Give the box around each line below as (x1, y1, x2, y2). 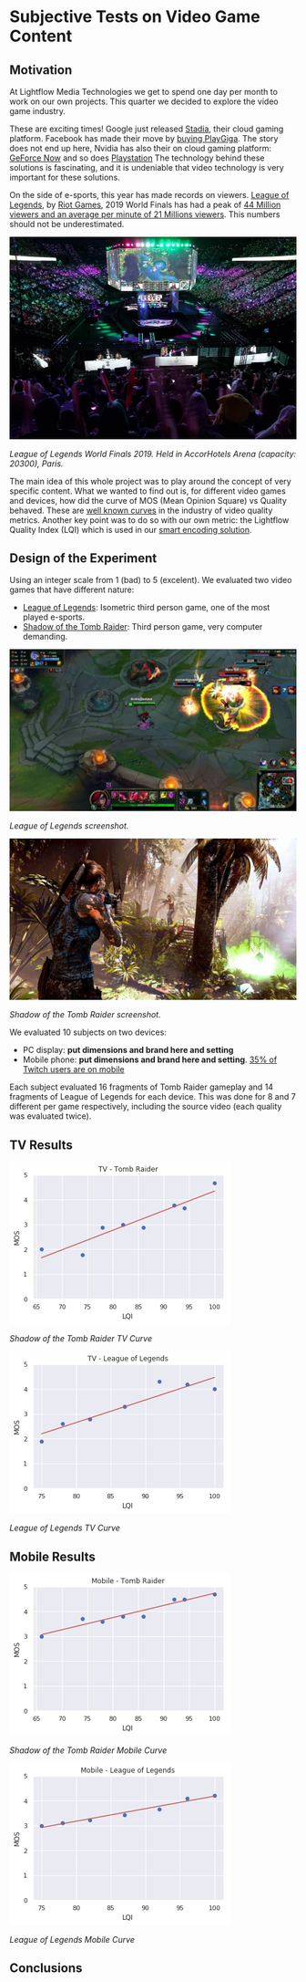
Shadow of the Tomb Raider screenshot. (9, 1009, 161, 1020)
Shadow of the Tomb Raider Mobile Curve (9, 1745, 168, 1756)
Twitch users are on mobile (22, 1064, 125, 1075)
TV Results (9, 1137, 73, 1153)
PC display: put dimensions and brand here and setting (22, 1045, 234, 1056)
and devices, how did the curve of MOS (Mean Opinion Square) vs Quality (9, 495, 287, 506)
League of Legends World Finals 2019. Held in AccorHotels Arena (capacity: (9, 448, 297, 459)
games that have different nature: (9, 584, 135, 595)
